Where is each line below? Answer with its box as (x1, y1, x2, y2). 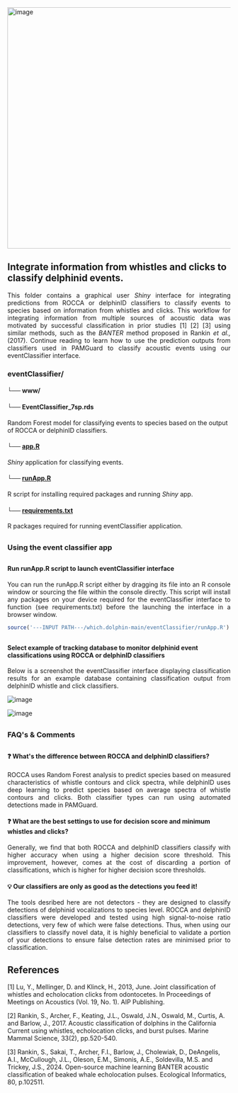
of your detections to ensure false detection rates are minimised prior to (7, 936, 231, 944)
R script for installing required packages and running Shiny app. (7, 489, 193, 498)
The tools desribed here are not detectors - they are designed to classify (7, 898, 231, 907)
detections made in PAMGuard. (7, 800, 98, 809)
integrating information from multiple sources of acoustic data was (7, 313, 231, 322)
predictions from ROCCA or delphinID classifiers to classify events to (7, 298, 231, 307)
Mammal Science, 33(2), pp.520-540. (7, 1034, 118, 1043)
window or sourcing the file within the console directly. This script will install (7, 587, 231, 596)
